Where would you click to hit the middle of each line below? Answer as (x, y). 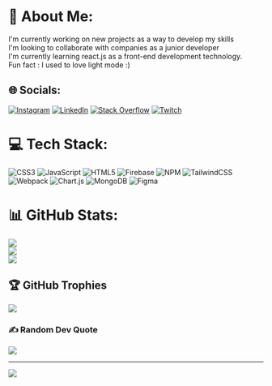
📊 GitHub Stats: (64, 215)
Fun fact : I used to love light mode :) (70, 65)
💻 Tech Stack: (58, 144)
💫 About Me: (51, 17)
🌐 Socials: (35, 90)
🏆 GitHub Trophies (58, 286)
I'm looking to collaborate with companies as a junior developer (114, 47)
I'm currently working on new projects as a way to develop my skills (121, 39)
